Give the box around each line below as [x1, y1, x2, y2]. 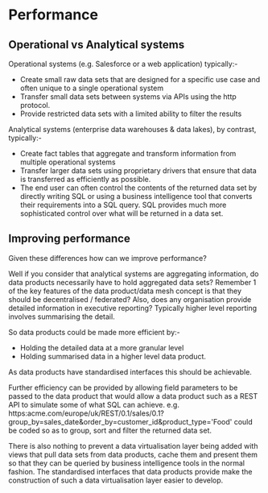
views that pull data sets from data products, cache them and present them [8, 449, 258, 459]
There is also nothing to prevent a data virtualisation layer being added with [8, 441, 258, 450]
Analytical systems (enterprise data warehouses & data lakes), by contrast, [8, 125, 257, 134]
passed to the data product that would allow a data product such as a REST [8, 391, 258, 400]
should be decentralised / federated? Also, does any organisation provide [8, 294, 252, 304]
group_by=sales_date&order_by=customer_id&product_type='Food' [8, 416, 233, 426]
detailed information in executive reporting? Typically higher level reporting [8, 303, 258, 313]
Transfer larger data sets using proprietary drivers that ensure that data [19, 166, 258, 175]
